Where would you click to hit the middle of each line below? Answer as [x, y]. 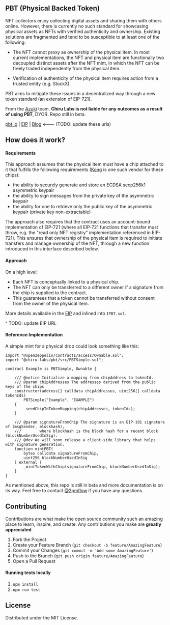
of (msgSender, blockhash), [35, 427]
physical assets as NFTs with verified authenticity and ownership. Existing [83, 31]
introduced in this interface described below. [52, 249]
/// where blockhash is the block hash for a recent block [86, 431]
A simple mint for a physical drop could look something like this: [72, 346]
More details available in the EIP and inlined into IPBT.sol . [66, 313]
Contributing [26, 507]
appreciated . [19, 529]
